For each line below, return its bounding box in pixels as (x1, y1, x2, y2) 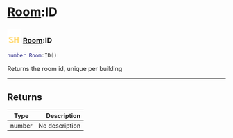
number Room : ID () (7, 52, 58, 59)
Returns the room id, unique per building (7, 65, 123, 73)
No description (37, 121, 81, 130)
